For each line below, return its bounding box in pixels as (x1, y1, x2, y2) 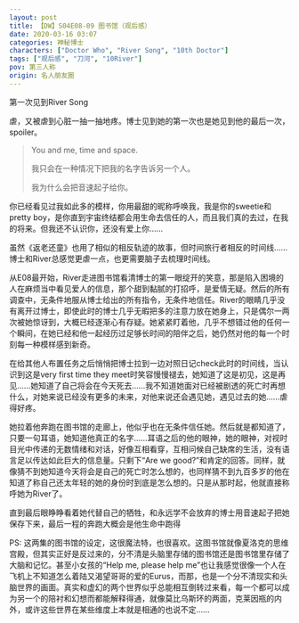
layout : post (9, 12, 58, 22)
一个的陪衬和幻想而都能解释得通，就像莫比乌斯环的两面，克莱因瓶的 (24, 593, 274, 603)
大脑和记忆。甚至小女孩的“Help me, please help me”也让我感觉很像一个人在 (9, 559, 287, 570)
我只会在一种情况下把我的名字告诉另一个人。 (30, 162, 196, 174)
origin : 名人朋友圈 (9, 71, 75, 80)
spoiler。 (9, 127, 43, 137)
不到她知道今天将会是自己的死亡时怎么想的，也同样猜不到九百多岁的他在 (24, 465, 290, 477)
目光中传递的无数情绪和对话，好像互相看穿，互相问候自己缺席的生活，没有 (9, 443, 282, 455)
